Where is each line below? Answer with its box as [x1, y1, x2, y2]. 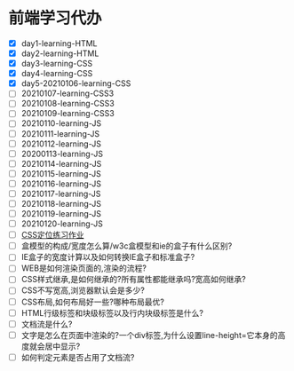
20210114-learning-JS [20, 158, 102, 169]
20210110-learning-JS [20, 118, 102, 129]
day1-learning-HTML [20, 37, 99, 49]
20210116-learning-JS [20, 178, 102, 189]
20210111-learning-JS [20, 128, 100, 138]
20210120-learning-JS [20, 218, 104, 229]
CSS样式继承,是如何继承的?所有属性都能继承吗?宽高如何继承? [20, 274, 246, 285]
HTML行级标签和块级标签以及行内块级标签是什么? [20, 307, 203, 318]
